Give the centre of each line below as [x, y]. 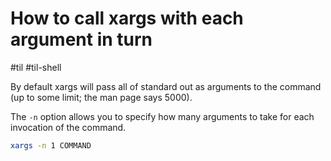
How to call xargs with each [127, 18]
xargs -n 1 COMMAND [51, 145]
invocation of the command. [68, 127]
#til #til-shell [36, 67]
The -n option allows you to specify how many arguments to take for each [162, 116]
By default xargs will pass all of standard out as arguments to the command [166, 86]
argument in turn [81, 39]
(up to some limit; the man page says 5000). [101, 97]
